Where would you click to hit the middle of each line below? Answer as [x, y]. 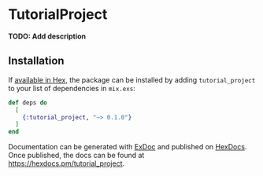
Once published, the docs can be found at [76, 156]
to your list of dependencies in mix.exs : [72, 88]
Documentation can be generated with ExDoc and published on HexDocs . [128, 147]
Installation [36, 61]
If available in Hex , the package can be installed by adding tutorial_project [132, 79]
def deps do [28, 103]
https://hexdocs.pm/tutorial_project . [67, 163]
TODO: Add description [47, 36]
